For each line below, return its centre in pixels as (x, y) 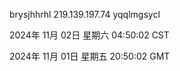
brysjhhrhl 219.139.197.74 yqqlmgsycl (85, 14)
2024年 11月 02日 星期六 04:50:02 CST (89, 35)
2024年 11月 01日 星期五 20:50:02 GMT (90, 56)
